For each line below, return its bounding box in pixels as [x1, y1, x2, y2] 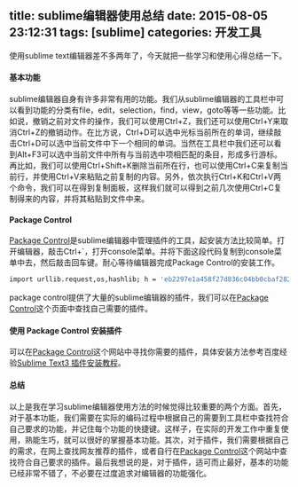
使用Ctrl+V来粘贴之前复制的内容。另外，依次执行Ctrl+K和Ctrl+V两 [39, 171, 282, 182]
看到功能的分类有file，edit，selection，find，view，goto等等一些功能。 [16, 105, 278, 115]
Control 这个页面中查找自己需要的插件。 [9, 303, 153, 314]
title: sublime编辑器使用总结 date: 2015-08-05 [9, 8, 269, 24]
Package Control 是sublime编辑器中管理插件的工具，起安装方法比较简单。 [9, 235, 278, 246]
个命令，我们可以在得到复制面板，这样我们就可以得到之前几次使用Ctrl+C [9, 183, 275, 193]
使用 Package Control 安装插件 [9, 325, 122, 335]
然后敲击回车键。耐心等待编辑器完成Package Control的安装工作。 [39, 257, 280, 268]
